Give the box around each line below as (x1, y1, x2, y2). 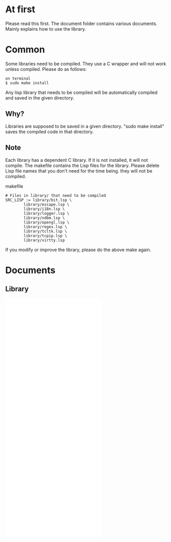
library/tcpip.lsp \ (23, 233, 67, 238)
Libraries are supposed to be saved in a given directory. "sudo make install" (5, 123, 164, 129)
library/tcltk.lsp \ (23, 229, 67, 234)
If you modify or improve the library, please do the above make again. (5, 247, 152, 253)
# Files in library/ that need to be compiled (5, 193, 106, 198)
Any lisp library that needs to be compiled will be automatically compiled (5, 89, 158, 95)
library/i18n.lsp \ (23, 206, 65, 211)
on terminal (5, 76, 31, 81)
